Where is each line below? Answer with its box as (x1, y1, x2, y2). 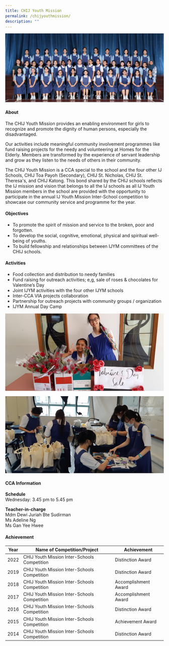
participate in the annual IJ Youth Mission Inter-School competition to (5, 193, 149, 199)
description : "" (5, 19, 39, 24)
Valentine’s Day (12, 282, 45, 288)
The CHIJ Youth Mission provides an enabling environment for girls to (5, 120, 149, 126)
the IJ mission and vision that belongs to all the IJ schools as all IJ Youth (5, 183, 155, 189)
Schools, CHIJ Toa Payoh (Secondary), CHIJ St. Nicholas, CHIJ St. (5, 172, 143, 178)
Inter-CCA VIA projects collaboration (12, 293, 89, 299)
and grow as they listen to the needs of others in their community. (5, 157, 142, 163)
